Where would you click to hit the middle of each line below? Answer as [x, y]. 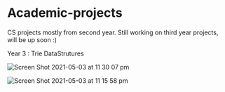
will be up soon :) [32, 39]
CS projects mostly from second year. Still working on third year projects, [113, 32]
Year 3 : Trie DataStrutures [46, 53]
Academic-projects [65, 13]
